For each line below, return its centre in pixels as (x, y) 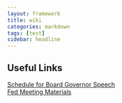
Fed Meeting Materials (39, 92)
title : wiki (24, 20)
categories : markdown (39, 26)
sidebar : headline (34, 40)
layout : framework (34, 14)
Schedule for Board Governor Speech (61, 84)
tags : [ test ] (26, 33)
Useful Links (35, 68)
